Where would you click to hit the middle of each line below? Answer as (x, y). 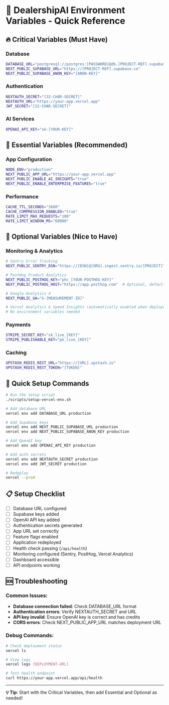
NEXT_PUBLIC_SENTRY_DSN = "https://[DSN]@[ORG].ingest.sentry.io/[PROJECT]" (86, 266)
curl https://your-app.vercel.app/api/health (54, 678)
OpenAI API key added (36, 520)
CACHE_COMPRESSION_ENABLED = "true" (42, 211)
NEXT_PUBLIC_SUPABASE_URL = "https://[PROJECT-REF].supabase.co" (73, 69)
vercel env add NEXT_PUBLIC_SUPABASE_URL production (62, 427)
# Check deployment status (34, 646)
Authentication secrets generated (47, 525)
